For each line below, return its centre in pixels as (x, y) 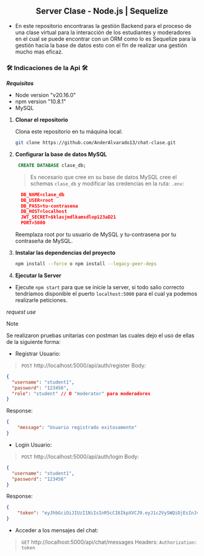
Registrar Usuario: (38, 354)
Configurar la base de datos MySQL (61, 154)
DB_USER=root (37, 200)
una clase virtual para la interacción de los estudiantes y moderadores (103, 32)
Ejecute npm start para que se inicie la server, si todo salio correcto (100, 287)
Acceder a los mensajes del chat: (57, 530)
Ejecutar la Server (38, 275)
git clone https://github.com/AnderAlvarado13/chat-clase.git (95, 143)
